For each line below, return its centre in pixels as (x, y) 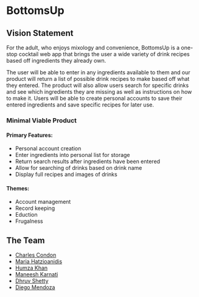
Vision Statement (40, 33)
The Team (26, 240)
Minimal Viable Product (42, 121)
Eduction (26, 215)
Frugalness (29, 221)
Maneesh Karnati (37, 274)
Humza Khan (31, 268)
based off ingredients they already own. (56, 61)
